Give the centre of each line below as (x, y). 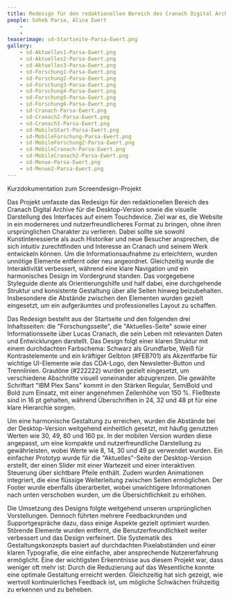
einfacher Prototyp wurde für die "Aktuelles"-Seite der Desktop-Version (110, 458)
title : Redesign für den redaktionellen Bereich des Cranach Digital (110, 14)
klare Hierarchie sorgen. (42, 407)
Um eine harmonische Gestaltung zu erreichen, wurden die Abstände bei (111, 420)
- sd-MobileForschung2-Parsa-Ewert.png (77, 143)
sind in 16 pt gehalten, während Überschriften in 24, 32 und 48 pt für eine (112, 400)
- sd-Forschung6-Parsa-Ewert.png (68, 104)
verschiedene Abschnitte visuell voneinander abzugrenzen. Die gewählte (112, 378)
